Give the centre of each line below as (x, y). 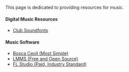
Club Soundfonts (30, 31)
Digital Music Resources (32, 19)
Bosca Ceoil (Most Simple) (41, 54)
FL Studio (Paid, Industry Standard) (49, 64)
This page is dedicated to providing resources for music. (64, 7)
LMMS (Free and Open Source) (45, 59)
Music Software (22, 42)
